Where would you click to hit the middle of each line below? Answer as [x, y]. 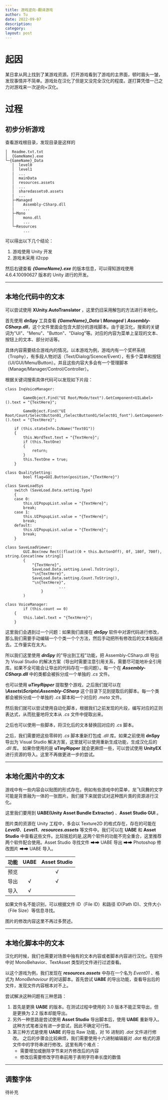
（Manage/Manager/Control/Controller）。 [48, 369]
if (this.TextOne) [42, 442]
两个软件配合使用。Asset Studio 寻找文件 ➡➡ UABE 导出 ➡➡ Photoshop [80, 842]
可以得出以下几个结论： [29, 241]
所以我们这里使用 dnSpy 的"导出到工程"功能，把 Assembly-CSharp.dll [77, 655]
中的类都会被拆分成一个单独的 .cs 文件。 [71, 674]
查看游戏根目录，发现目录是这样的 [40, 142]
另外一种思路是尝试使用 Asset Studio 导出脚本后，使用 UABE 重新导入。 [87, 1020]
